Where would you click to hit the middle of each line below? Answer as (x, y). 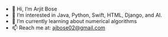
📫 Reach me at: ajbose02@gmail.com (58, 28)
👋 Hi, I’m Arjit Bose (34, 9)
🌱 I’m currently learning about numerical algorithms (74, 21)
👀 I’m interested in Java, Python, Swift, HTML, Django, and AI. (87, 15)
